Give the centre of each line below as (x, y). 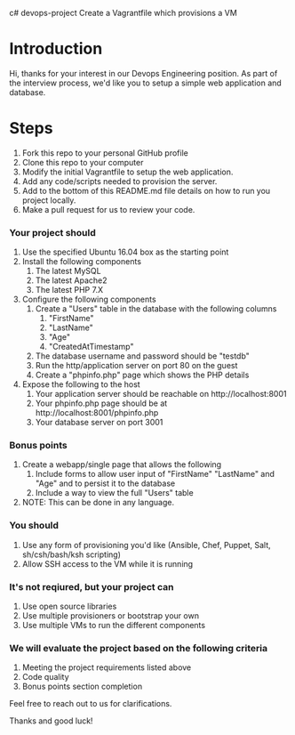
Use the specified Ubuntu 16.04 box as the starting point (125, 252)
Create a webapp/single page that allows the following (122, 464)
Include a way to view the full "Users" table (114, 493)
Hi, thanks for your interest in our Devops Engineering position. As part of (144, 73)
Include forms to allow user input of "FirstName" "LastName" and (155, 474)
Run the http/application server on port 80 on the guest (136, 366)
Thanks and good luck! (51, 721)
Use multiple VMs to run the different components (114, 626)
